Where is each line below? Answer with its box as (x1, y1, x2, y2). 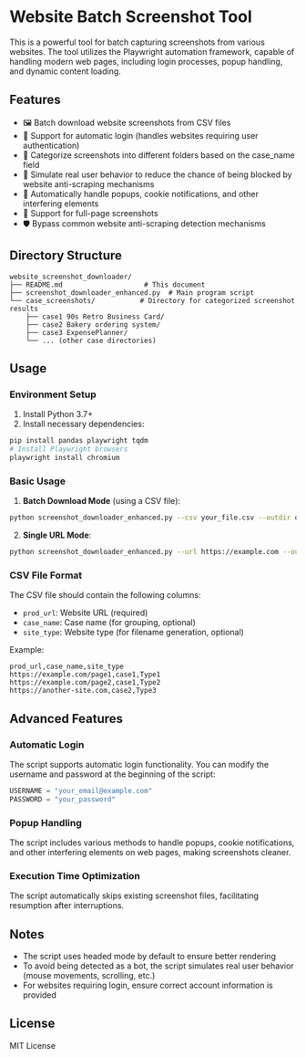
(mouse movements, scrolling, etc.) (22, 970, 156, 981)
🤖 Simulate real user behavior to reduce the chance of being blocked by (22, 169, 293, 180)
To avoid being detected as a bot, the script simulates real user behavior (22, 960, 294, 971)
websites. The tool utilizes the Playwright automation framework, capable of (9, 46, 295, 57)
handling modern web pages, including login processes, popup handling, (9, 56, 283, 67)
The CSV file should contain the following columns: (9, 590, 202, 601)
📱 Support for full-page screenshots (22, 207, 158, 218)
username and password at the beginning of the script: (9, 769, 216, 780)
